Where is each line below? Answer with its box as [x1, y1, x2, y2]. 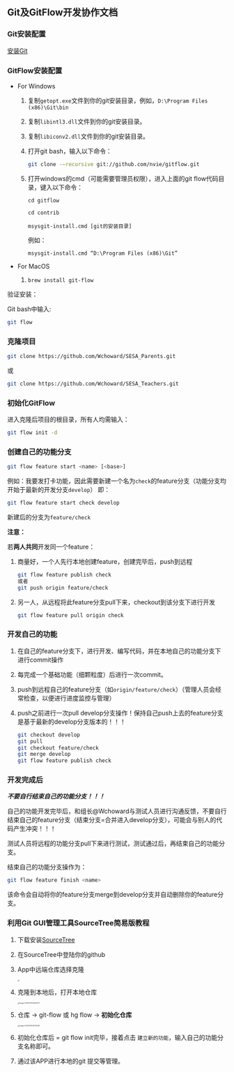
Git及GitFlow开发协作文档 [7, 6, 118, 19]
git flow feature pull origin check [17, 611, 124, 619]
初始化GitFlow [7, 398, 56, 408]
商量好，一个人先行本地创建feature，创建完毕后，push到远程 [17, 558, 193, 565]
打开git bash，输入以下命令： [27, 147, 113, 155]
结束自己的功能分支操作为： [7, 863, 87, 871]
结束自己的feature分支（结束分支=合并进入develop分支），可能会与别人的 [7, 816, 217, 824]
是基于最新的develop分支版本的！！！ [17, 717, 127, 726]
